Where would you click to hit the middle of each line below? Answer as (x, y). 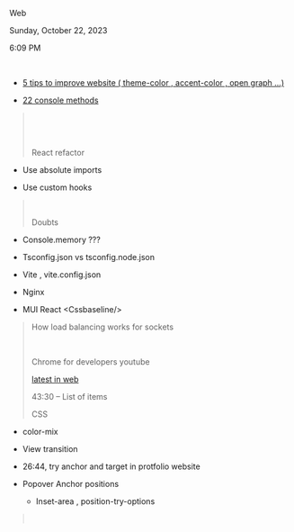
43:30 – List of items (69, 397)
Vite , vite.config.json (62, 275)
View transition (50, 449)
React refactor (58, 153)
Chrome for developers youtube (90, 362)
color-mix (40, 432)
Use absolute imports (62, 170)
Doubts (45, 222)
